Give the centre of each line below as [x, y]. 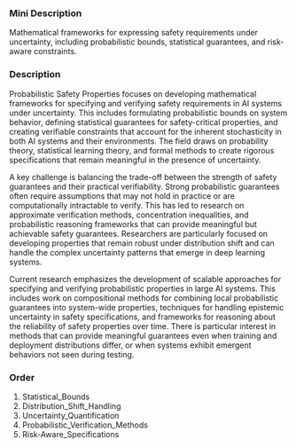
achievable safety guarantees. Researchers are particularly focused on [139, 233]
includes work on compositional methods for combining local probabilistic [144, 298]
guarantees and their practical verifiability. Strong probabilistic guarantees [144, 186]
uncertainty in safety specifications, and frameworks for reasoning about [143, 317]
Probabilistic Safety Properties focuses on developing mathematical [133, 94]
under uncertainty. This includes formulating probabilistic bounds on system [148, 113]
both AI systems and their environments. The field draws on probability [139, 141]
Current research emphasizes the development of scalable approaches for [145, 279]
